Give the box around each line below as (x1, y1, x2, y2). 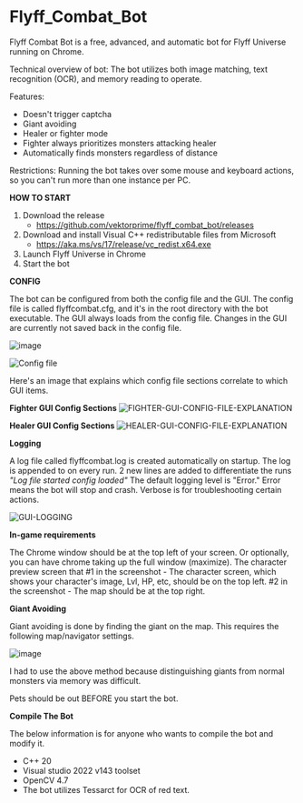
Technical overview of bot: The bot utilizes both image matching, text (9, 64, 269, 75)
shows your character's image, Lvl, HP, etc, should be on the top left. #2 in (9, 576, 288, 587)
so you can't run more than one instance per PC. (9, 175, 191, 186)
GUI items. (9, 385, 49, 396)
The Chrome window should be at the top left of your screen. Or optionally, (9, 547, 289, 557)
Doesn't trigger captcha (22, 108, 112, 119)
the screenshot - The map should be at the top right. (9, 585, 206, 597)
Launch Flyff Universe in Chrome (22, 248, 147, 259)
